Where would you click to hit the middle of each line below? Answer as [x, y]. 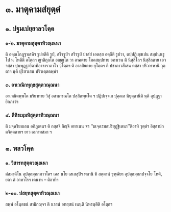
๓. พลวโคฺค [20, 148]
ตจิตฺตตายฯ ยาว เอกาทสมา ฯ [29, 132]
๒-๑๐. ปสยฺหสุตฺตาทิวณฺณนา [32, 193]
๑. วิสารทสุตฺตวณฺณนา [27, 163]
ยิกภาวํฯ [12, 102]
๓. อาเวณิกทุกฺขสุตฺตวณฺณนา [32, 85]
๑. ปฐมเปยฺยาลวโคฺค [30, 28]
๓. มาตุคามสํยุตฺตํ [33, 9]
